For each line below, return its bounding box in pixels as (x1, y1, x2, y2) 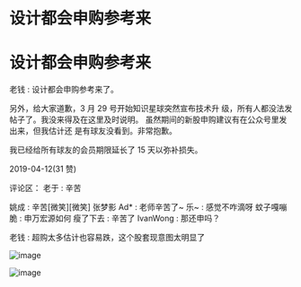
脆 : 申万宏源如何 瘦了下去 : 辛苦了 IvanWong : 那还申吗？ (9, 213, 220, 224)
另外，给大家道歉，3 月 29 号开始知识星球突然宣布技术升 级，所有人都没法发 (9, 103, 293, 114)
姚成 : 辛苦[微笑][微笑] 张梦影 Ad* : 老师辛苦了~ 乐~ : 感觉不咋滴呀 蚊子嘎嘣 (9, 202, 288, 213)
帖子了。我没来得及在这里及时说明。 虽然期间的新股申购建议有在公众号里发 (9, 114, 288, 126)
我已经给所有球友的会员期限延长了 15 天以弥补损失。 (9, 144, 203, 155)
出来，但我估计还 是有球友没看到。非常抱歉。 (9, 126, 177, 136)
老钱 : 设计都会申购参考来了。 (9, 84, 119, 95)
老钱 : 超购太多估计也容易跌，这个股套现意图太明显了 (9, 232, 205, 243)
